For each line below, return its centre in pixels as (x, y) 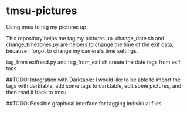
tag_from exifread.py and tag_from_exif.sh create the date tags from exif (93, 62)
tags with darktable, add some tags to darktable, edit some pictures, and (94, 85)
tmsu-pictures (42, 11)
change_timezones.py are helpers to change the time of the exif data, (90, 44)
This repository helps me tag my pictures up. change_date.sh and (85, 38)
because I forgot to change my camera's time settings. (72, 50)
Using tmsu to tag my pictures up (46, 27)
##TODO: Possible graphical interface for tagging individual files (84, 103)
